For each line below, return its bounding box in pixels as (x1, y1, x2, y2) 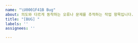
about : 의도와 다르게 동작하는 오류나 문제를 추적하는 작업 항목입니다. (5, 12, 134, 17)
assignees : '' (5, 26, 36, 31)
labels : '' (5, 21, 29, 26)
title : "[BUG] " (5, 16, 40, 21)
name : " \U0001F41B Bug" (5, 7, 56, 12)
